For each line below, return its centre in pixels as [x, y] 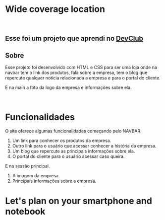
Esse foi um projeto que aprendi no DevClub [74, 38]
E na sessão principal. [27, 166]
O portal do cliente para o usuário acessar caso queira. [68, 156]
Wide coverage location [55, 9]
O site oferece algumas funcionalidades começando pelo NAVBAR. [74, 131]
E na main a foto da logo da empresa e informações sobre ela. [69, 87]
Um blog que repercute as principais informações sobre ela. [74, 151]
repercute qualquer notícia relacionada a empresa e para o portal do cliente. [83, 78]
